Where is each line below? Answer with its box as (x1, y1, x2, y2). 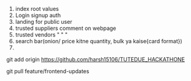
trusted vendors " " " (15, 31, 68, 38)
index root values (15, 5, 59, 12)
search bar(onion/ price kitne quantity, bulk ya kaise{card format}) (15, 38, 182, 44)
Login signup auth (15, 12, 61, 19)
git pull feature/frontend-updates (6, 68, 90, 75)
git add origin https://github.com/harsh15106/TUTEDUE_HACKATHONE (6, 56, 185, 63)
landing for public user (15, 18, 72, 25)
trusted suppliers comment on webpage (15, 24, 116, 32)
